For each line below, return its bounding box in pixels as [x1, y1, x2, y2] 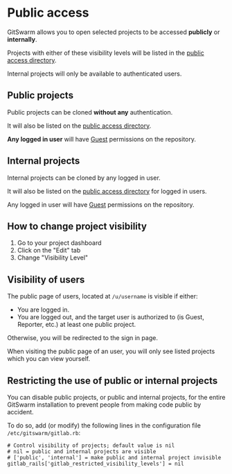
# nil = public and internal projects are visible [7, 448, 157, 455]
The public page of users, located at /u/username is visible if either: [7, 292, 198, 301]
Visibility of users [7, 273, 85, 285]
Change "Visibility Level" [17, 253, 89, 262]
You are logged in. [17, 305, 70, 314]
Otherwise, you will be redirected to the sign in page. [7, 334, 158, 342]
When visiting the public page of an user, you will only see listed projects [7, 347, 215, 355]
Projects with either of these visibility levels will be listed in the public [7, 49, 204, 57]
